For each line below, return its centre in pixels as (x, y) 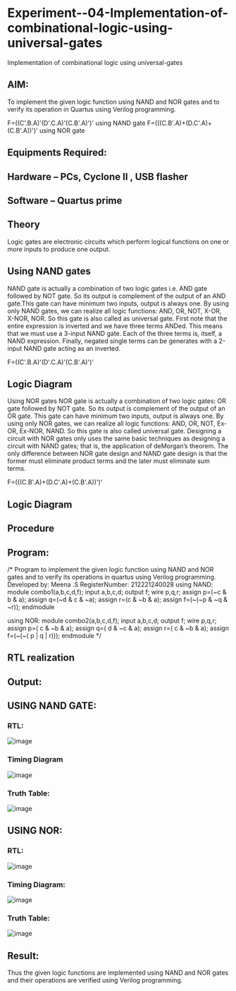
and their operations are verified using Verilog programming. (95, 980)
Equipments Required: (57, 153)
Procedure (31, 528)
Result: (23, 955)
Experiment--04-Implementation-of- (118, 13)
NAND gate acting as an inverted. (72, 348)
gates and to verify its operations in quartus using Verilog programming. (112, 577)
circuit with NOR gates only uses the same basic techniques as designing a (116, 438)
